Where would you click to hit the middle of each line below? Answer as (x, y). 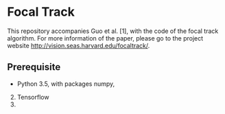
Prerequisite (34, 67)
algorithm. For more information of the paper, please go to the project (105, 38)
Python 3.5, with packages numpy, (66, 84)
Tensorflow (33, 97)
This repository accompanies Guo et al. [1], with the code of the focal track (113, 31)
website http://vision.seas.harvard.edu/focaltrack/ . (79, 45)
